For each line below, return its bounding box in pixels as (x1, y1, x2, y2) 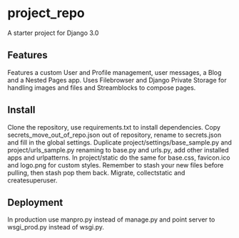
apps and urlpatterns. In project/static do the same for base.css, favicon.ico (7, 153, 230, 162)
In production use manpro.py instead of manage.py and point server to (7, 215, 215, 224)
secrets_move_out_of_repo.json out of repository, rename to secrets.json (7, 130, 222, 139)
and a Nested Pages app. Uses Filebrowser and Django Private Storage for (7, 76, 227, 84)
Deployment (7, 196, 63, 208)
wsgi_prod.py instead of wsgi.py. (7, 223, 105, 232)
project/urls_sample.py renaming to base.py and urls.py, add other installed (7, 145, 230, 154)
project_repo (7, 5, 86, 21)
